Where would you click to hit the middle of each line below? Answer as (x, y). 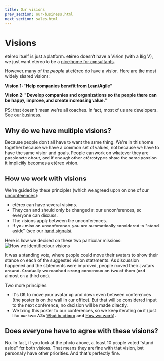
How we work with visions (46, 178)
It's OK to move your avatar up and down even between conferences (82, 294)
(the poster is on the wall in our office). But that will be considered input (84, 300)
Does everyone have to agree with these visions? (82, 331)
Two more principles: (26, 285)
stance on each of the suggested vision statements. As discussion (72, 260)
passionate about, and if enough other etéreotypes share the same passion (81, 158)
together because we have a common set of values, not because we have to (82, 148)
